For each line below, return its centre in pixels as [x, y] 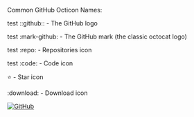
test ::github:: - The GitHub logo [53, 23]
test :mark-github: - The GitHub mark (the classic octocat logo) [97, 36]
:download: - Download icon [47, 93]
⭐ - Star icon [25, 77]
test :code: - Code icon [40, 63]
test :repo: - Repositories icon [50, 50]
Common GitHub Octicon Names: [55, 10]
